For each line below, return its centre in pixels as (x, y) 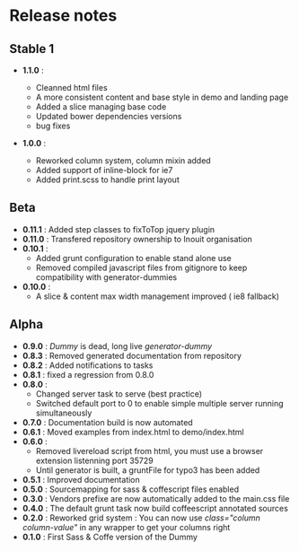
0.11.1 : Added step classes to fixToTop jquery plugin (119, 229)
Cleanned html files (71, 87)
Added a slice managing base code (101, 107)
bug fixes (53, 126)
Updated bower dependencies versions (109, 116)
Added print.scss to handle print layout (107, 179)
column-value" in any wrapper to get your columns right (126, 527)
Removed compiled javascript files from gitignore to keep (141, 267)
